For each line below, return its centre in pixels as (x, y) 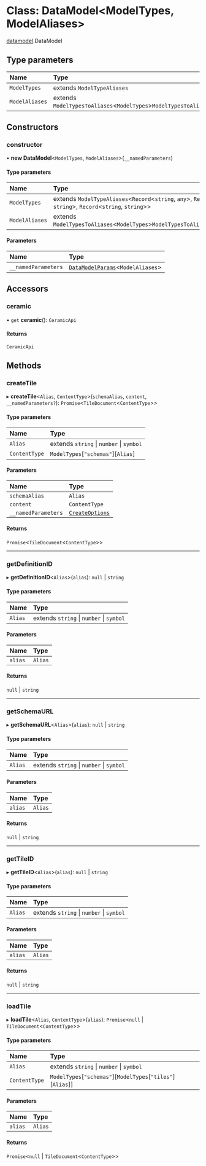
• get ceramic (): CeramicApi (41, 319)
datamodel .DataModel (34, 41)
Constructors (32, 127)
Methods (24, 366)
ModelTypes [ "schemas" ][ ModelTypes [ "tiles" (111, 1077)
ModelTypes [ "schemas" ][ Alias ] (93, 453)
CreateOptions (90, 513)
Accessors (28, 289)
